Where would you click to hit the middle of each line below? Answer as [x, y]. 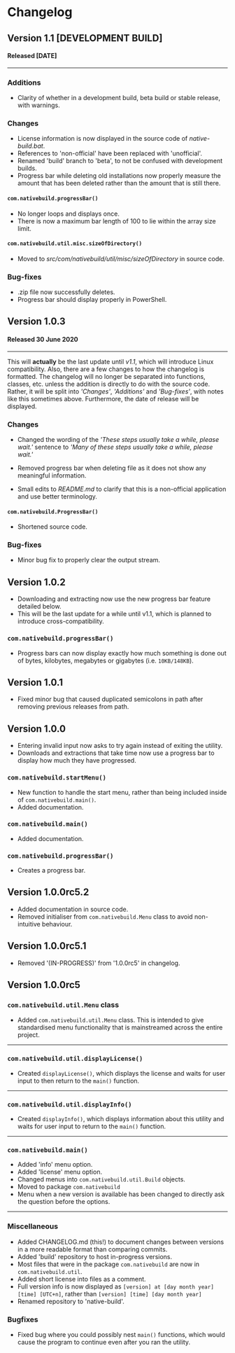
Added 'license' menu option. [60, 1172]
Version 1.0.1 [35, 682]
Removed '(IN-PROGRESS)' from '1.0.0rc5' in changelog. [99, 963]
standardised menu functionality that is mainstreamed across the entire [120, 1027]
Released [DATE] [32, 56]
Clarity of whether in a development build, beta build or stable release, [119, 98]
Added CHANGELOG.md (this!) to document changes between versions [121, 1242]
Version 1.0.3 [36, 322]
